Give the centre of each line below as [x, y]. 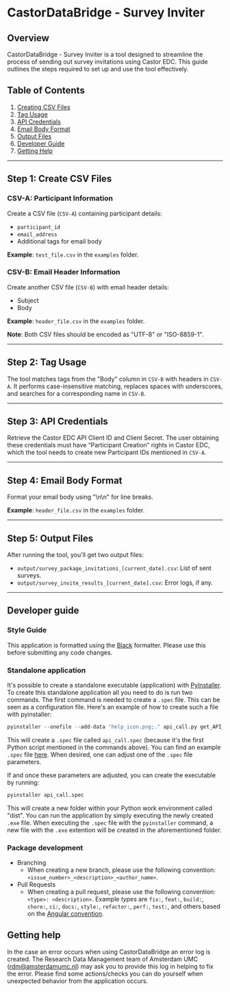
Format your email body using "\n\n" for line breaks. [80, 497]
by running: [23, 782]
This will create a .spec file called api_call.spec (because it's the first [105, 740]
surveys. [29, 576]
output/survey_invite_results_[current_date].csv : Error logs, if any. [115, 583]
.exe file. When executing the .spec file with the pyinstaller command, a [110, 823]
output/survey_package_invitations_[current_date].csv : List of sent [114, 568]
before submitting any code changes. [60, 652]
